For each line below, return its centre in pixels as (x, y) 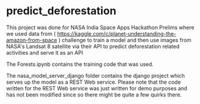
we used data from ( (31, 33)
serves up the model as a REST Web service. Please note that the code (93, 82)
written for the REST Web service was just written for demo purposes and (97, 88)
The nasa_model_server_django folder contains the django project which (96, 75)
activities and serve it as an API (45, 52)
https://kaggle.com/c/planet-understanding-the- (117, 33)
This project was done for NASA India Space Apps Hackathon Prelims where (100, 27)
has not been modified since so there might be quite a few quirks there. (94, 94)
